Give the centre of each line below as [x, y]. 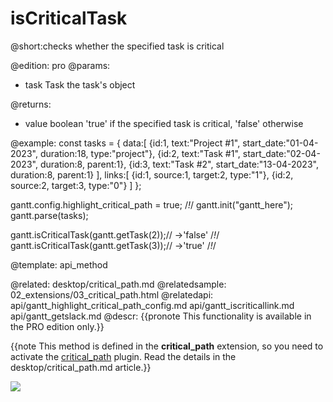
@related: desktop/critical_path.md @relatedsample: [118, 284]
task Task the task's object [80, 84]
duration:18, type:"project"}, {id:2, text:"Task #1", [140, 153]
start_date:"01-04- [280, 143]
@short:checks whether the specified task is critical [117, 46]
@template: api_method [59, 264]
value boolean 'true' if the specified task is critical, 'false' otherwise [164, 123]
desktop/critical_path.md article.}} [81, 367]
